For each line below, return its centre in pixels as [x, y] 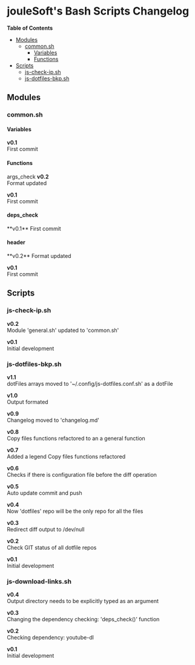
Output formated [28, 402]
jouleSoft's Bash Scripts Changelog [98, 11]
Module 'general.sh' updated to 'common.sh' [63, 330]
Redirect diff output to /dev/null [46, 530]
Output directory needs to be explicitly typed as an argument [83, 601]
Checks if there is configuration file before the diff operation [82, 475]
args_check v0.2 [28, 177]
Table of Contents [30, 28]
